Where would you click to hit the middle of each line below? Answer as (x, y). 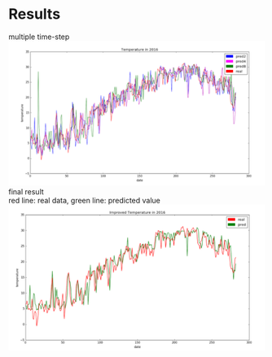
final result (26, 192)
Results (35, 14)
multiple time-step (39, 37)
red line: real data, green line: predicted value (85, 201)
